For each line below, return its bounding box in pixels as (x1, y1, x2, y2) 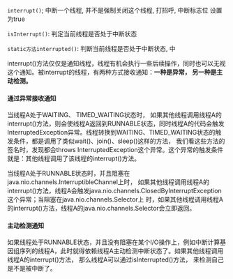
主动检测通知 (7, 221, 44, 229)
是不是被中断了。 (7, 264, 57, 273)
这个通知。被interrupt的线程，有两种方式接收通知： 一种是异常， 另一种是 (7, 68, 217, 76)
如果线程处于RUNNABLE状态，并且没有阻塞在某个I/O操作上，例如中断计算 (7, 238, 220, 246)
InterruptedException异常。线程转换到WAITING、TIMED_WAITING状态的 (7, 128, 216, 137)
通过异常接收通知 (7, 93, 57, 103)
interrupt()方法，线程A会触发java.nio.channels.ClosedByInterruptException (7, 187, 222, 195)
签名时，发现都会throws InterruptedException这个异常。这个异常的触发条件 (7, 146, 224, 154)
